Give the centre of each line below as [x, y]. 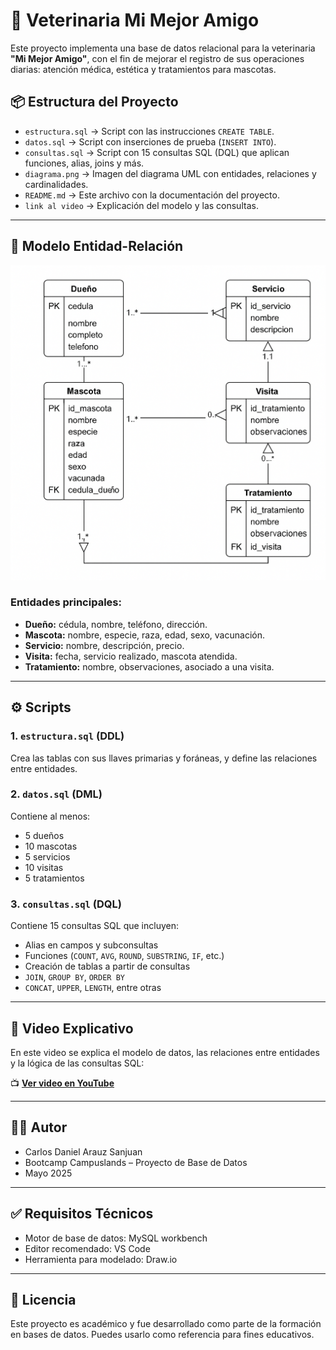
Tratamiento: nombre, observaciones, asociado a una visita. [149, 666]
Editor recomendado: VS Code [87, 1248]
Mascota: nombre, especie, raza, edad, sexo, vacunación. [144, 635]
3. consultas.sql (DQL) [66, 904]
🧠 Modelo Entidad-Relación [97, 246]
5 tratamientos [54, 878]
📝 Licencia [43, 1299]
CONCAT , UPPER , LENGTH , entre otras [93, 988]
